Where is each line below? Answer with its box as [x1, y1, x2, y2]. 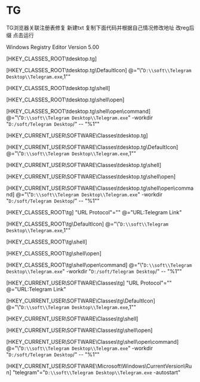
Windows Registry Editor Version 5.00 [6, 43, 100, 51]
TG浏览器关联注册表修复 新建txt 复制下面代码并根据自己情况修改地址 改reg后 [6, 24, 195, 31]
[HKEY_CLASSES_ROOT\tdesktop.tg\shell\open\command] [6, 107, 151, 115]
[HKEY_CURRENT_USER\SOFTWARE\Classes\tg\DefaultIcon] [6, 297, 155, 304]
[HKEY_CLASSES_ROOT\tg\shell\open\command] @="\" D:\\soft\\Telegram [6, 261, 192, 269]
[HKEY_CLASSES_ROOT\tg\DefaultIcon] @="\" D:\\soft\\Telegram [6, 220, 169, 227]
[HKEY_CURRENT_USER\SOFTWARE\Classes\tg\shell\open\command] [6, 338, 179, 345]
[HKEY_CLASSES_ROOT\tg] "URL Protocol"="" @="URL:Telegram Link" [6, 208, 182, 215]
